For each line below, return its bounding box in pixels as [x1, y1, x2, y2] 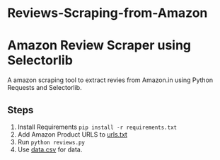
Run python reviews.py [17, 137, 85, 146]
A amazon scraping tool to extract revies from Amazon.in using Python [7, 76, 214, 84]
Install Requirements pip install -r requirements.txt [17, 122, 178, 131]
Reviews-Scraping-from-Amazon [7, 5, 208, 21]
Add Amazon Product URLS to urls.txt [17, 130, 127, 139]
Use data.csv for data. [17, 145, 83, 154]
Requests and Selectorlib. [7, 84, 83, 92]
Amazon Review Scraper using [7, 38, 192, 54]
